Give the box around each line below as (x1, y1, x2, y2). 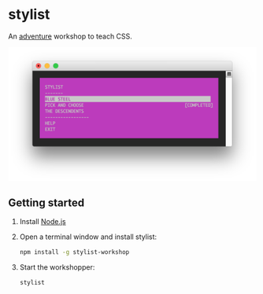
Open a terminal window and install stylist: (19, 232, 157, 241)
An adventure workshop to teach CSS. (8, 31, 132, 41)
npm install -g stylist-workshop (19, 248, 130, 256)
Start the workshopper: (19, 263, 95, 272)
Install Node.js (19, 217, 66, 226)
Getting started (8, 197, 85, 210)
